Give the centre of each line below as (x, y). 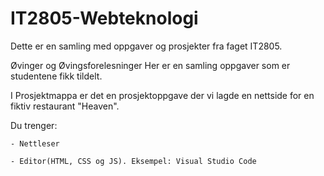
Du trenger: (34, 125)
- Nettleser (35, 143)
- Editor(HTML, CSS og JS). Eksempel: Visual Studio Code (133, 161)
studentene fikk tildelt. (56, 76)
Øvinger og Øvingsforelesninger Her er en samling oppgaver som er (150, 65)
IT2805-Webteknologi (104, 18)
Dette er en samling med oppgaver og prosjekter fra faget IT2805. (146, 46)
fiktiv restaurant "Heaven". (65, 106)
